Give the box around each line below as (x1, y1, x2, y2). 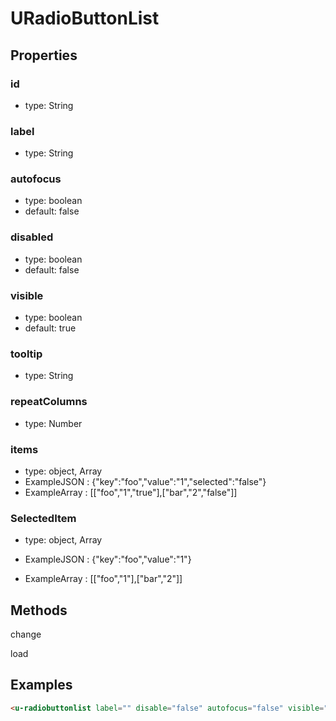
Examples (10, 677, 73, 694)
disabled (10, 230, 54, 244)
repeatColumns (10, 395, 88, 409)
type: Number (24, 417, 83, 429)
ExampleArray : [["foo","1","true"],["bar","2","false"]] (24, 486, 238, 498)
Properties (10, 47, 78, 64)
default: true (24, 322, 77, 334)
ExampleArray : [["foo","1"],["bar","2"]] (24, 573, 183, 585)
